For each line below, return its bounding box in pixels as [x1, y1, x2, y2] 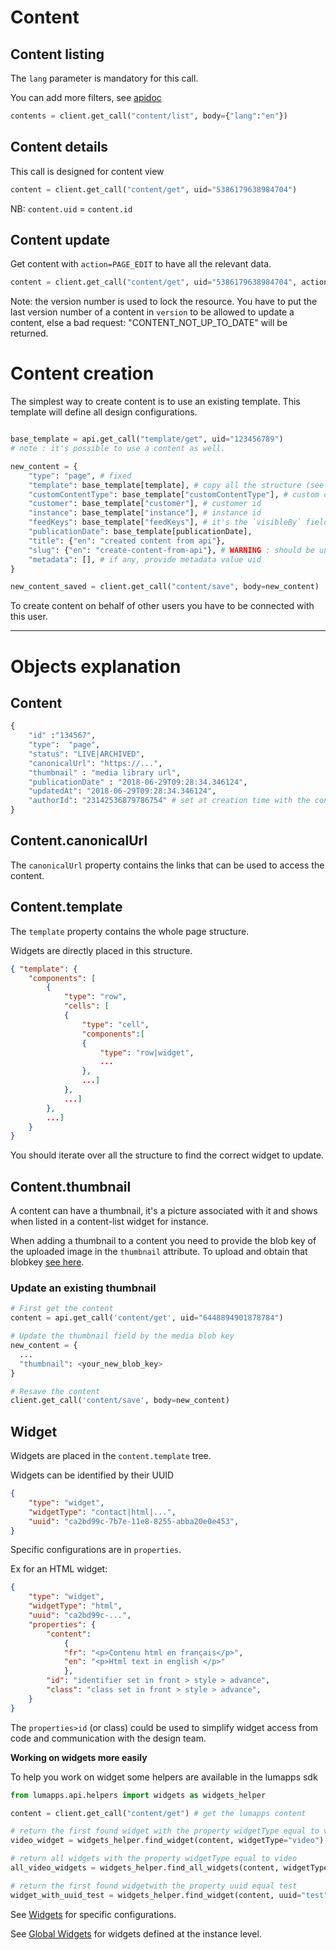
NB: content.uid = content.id [10, 202, 133, 215]
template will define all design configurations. [10, 406, 198, 418]
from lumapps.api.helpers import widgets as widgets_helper [10, 1790, 267, 1800]
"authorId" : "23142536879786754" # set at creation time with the [28, 796, 311, 806]
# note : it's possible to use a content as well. [10, 444, 226, 454]
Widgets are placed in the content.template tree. [10, 1450, 212, 1462]
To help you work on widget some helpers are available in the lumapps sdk [10, 1771, 318, 1783]
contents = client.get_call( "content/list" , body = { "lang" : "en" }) [10, 111, 288, 121]
